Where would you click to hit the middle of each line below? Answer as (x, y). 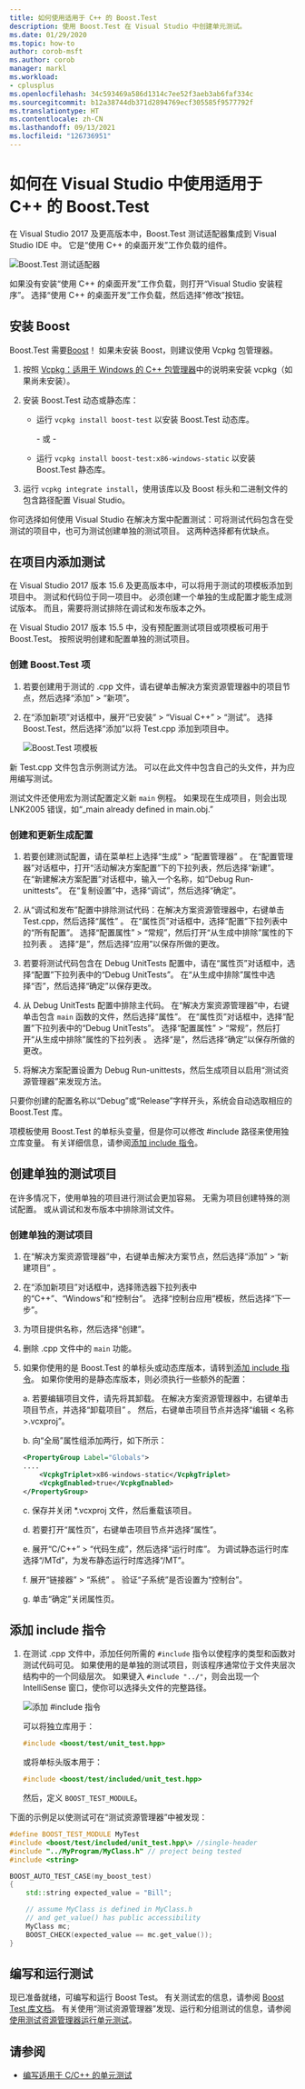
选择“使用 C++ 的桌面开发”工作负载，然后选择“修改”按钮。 (140, 295)
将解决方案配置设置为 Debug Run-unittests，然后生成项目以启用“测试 (152, 1070)
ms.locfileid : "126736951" (60, 136)
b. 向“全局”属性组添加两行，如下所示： (94, 1441)
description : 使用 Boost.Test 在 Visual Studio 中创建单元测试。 (128, 26)
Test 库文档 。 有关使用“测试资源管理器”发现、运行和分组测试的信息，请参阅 (151, 2009)
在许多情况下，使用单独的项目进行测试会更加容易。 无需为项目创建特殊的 (146, 1197)
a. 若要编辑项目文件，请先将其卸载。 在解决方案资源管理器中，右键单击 (155, 1399)
